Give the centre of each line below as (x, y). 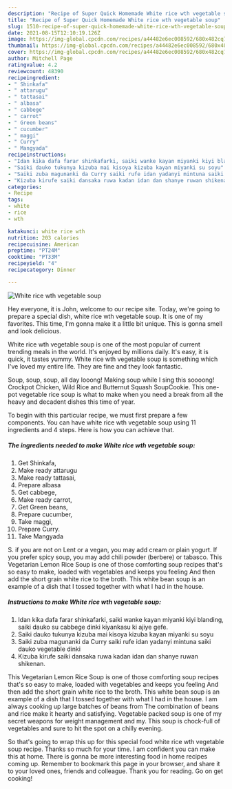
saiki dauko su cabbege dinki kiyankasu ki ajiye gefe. (93, 627)
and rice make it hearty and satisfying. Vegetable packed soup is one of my (115, 713)
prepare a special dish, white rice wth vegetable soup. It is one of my (106, 316)
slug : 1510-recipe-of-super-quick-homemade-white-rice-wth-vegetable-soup (117, 26)
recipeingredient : (34, 78)
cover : (17, 52)
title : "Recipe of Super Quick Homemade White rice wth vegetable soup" (114, 20)
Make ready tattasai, (47, 478)
